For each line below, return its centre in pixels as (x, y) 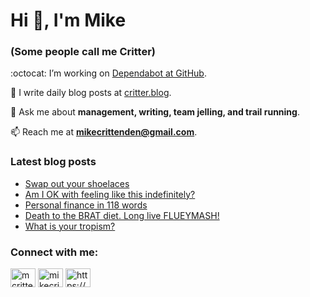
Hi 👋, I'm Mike (68, 20)
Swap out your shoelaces (77, 183)
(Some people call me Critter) (83, 52)
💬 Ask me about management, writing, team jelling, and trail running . (155, 112)
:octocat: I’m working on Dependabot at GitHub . (108, 73)
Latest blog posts (53, 162)
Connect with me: (54, 252)
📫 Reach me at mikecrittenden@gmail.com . (104, 132)
